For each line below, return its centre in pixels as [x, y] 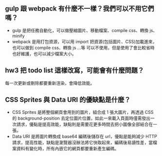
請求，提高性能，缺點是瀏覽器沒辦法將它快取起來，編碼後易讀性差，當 [82, 142]
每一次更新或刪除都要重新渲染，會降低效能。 [50, 83]
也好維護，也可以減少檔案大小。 [44, 54]
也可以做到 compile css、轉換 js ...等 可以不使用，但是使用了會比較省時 [83, 47]
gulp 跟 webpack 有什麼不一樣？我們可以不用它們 [80, 9]
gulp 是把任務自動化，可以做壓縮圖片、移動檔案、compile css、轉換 [80, 30]
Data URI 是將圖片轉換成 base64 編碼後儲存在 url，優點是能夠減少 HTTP [84, 137]
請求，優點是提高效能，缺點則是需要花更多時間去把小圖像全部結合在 [85, 125]
